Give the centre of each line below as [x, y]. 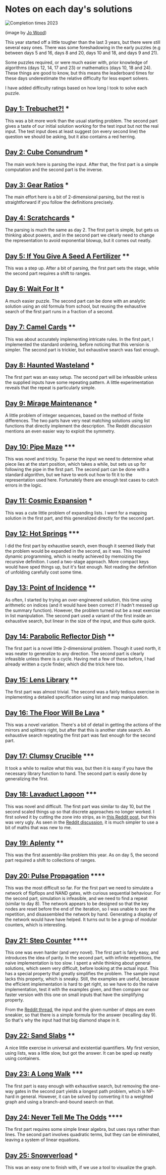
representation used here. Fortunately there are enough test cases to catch [82, 480]
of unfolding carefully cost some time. [44, 572]
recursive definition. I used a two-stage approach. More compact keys [77, 561]
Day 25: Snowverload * [42, 1155]
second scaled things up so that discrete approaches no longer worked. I [80, 812]
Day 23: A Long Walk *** [44, 1074]
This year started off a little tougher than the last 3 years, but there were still [83, 42]
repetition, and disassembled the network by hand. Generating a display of [81, 914]
